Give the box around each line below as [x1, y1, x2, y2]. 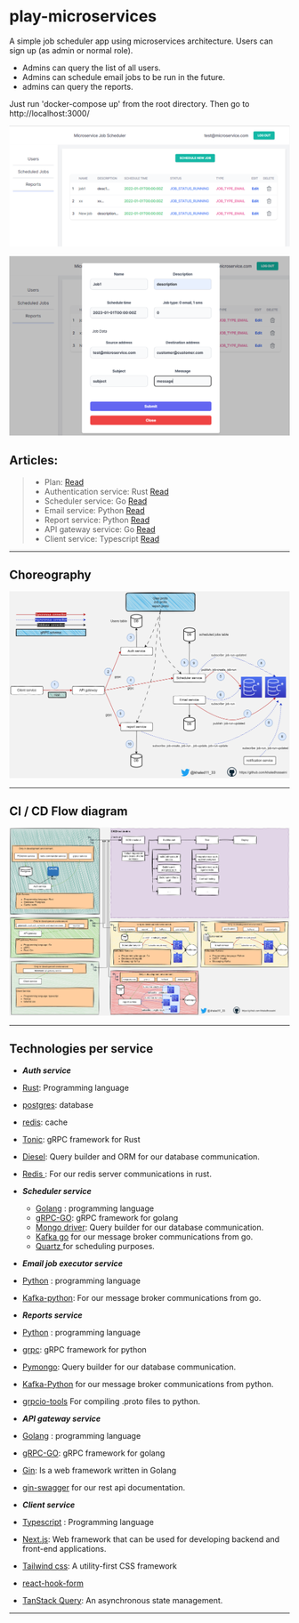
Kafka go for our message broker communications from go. [35, 1231, 254, 1242]
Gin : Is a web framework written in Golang [21, 1465, 177, 1475]
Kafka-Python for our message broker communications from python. [21, 1378, 274, 1389]
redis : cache [21, 1117, 69, 1127]
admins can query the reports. [21, 81, 133, 92]
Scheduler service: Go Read [44, 496, 148, 506]
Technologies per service [9, 1041, 154, 1056]
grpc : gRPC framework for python [21, 1344, 147, 1354]
